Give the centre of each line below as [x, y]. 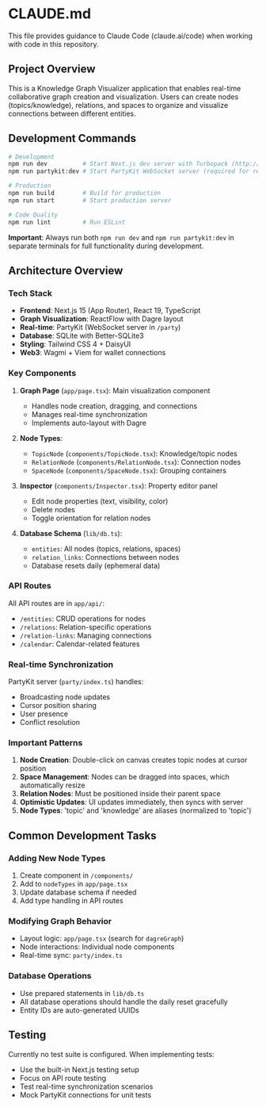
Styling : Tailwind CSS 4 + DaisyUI [75, 344]
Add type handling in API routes [72, 901]
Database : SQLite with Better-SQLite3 [82, 336]
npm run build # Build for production [84, 193]
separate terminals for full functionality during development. [106, 246]
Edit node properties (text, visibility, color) [100, 501]
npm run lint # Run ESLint [67, 222]
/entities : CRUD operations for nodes [83, 619]
